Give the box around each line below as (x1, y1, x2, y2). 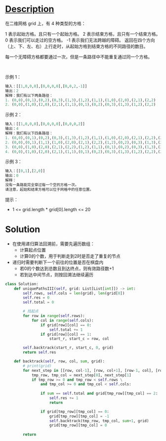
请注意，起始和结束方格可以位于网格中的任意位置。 (5, 187, 94, 192)
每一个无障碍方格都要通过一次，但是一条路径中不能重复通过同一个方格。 (5, 53, 152, 60)
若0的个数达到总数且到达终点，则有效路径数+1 (19, 265, 114, 271)
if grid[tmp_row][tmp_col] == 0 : (40, 409, 110, 414)
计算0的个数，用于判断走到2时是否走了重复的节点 (19, 253, 121, 259)
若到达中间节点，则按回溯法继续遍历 (19, 271, 94, 277)
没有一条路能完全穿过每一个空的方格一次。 (5, 182, 79, 187)
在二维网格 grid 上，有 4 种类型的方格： (5, 20, 86, 26)
